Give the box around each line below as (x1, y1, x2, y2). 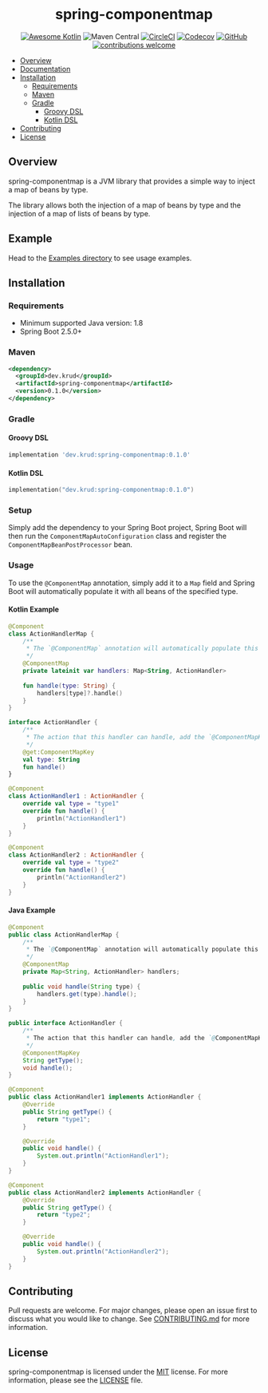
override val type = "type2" (22, 859, 120, 867)
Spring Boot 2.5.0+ (19, 326, 82, 336)
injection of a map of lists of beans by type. (8, 208, 151, 218)
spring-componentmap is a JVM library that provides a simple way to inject (8, 176, 255, 186)
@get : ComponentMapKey (22, 748, 94, 756)
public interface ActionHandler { (8, 1019, 124, 1027)
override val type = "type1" (22, 800, 120, 808)
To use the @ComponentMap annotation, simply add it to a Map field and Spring (8, 578, 255, 588)
